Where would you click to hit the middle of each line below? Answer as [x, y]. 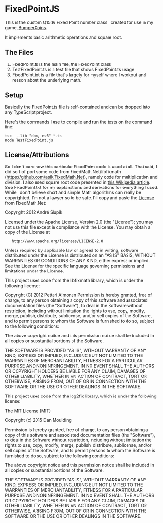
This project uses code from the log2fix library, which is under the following [81, 396]
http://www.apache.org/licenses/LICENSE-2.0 [57, 241]
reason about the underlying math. [47, 80]
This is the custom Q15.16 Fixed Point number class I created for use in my [79, 22]
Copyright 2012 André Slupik [34, 212]
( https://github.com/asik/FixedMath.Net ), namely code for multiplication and [81, 177]
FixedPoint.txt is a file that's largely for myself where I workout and [79, 75]
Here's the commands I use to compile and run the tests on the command [79, 122]
